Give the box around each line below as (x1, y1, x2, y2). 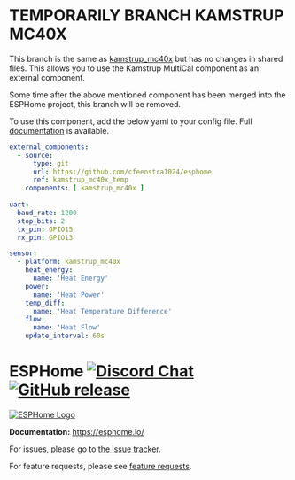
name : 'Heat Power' (32, 290, 105, 299)
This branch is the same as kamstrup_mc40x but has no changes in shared (9, 53, 283, 64)
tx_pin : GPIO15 (17, 225, 74, 234)
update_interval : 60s (25, 331, 105, 341)
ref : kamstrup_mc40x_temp (32, 175, 128, 184)
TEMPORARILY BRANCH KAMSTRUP (9, 5, 284, 26)
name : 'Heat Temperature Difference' (32, 306, 173, 315)
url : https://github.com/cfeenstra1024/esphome (32, 167, 213, 176)
